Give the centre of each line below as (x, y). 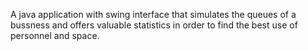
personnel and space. (55, 35)
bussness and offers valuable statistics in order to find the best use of (154, 25)
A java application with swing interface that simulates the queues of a (153, 14)
